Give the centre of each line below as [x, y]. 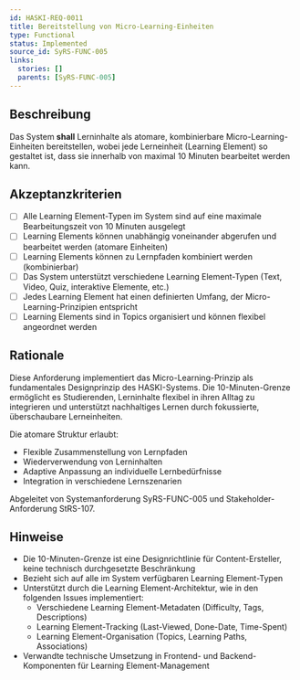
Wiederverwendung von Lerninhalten [93, 462]
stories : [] [41, 69]
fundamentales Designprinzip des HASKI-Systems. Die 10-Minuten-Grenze [150, 387]
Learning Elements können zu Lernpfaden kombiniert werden [138, 256]
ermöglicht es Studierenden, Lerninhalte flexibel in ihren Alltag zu [132, 397]
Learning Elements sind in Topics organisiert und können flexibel [144, 316]
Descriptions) [62, 617]
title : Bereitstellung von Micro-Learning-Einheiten [112, 27]
